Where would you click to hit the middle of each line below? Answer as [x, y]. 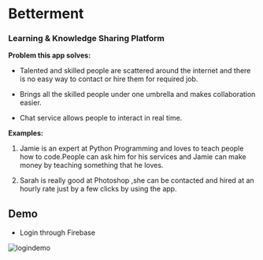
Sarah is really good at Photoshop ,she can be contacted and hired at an [137, 180]
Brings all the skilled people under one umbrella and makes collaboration [137, 95]
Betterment [46, 14]
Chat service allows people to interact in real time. [101, 118]
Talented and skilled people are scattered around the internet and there [135, 71]
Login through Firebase [57, 232]
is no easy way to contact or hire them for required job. [109, 79]
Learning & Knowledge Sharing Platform [87, 39]
